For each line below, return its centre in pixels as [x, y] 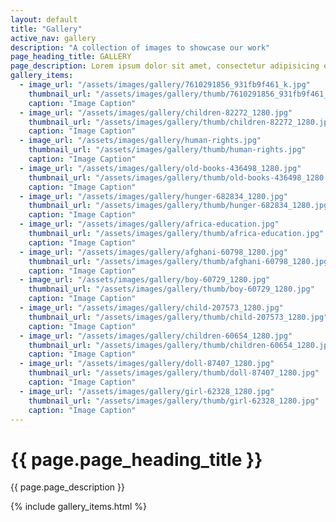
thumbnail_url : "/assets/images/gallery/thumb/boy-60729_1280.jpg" [171, 289]
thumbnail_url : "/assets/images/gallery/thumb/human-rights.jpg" [167, 150]
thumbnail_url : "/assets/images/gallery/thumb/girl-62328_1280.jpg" [174, 401]
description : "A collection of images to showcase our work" [140, 47]
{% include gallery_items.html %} [78, 507]
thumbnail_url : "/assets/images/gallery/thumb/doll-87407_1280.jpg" [174, 373]
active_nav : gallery [53, 38]
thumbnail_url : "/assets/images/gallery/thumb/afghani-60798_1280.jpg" [180, 261]
